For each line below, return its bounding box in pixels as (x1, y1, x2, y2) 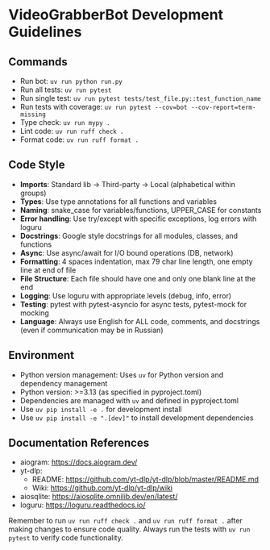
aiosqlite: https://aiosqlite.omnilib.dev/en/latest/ (19, 492, 178, 502)
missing (19, 110, 46, 119)
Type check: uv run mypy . (19, 118, 110, 127)
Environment (8, 348, 75, 362)
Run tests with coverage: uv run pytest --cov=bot (19, 102, 188, 111)
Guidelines (8, 23, 82, 41)
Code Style (8, 158, 65, 172)
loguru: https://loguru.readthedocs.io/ (19, 500, 146, 510)
